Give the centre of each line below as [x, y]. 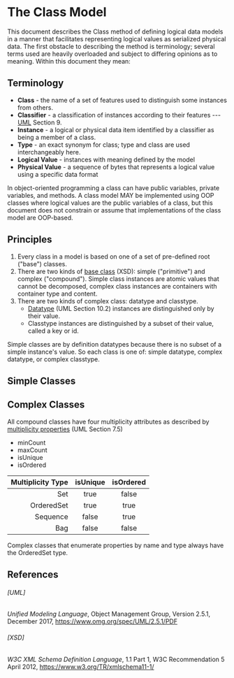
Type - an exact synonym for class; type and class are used [104, 145]
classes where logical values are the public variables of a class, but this [110, 203]
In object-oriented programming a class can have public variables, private [114, 188]
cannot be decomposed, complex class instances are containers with [117, 286]
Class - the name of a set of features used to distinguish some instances [122, 100]
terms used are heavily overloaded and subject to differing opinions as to [112, 54]
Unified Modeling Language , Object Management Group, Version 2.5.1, [109, 614]
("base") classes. [42, 264]
